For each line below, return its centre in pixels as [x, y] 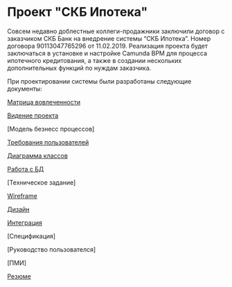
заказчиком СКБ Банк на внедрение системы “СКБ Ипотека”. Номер [109, 38]
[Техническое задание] [42, 182]
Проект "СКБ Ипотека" [78, 12]
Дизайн [18, 209]
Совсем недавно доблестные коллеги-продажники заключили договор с [116, 31]
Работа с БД [26, 169]
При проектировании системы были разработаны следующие [99, 81]
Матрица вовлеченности [44, 102]
